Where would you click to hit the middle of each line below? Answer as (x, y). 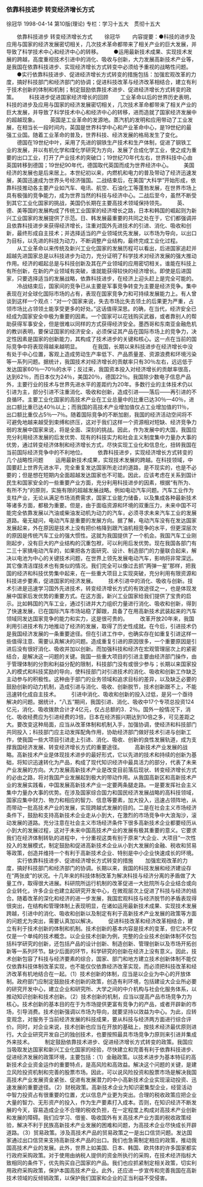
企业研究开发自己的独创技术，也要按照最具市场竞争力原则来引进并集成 (109, 1035)
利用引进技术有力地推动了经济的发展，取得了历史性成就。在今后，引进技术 (99, 626)
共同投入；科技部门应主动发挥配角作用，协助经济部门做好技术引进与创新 (96, 732)
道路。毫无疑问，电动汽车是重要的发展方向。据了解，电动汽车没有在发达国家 (101, 521)
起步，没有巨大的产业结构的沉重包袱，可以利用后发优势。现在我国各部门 (101, 543)
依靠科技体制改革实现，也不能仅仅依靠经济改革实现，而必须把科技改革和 (101, 966)
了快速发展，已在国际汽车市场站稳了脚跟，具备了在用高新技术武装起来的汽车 (101, 611)
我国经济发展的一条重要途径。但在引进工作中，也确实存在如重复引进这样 (101, 634)
